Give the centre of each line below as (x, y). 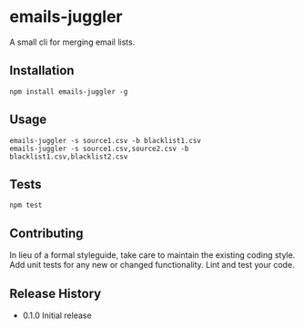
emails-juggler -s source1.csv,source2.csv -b (99, 149)
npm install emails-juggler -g (69, 92)
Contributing (46, 233)
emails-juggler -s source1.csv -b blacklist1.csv (106, 140)
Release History (56, 293)
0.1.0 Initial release (57, 315)
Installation (42, 71)
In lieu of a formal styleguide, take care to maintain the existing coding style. (152, 255)
